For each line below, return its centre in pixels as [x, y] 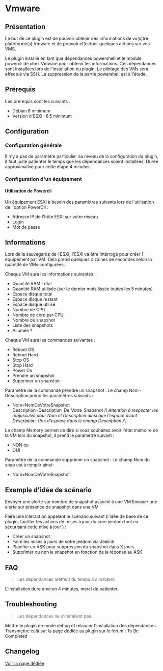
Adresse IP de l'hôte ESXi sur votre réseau [55, 216]
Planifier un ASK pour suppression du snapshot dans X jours [73, 547]
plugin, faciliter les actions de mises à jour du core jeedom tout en [72, 522]
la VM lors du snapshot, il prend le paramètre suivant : [60, 435]
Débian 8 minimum [31, 110]
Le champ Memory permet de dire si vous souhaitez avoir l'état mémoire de [81, 430]
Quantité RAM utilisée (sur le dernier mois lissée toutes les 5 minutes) [82, 289]
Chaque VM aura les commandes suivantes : [50, 340]
